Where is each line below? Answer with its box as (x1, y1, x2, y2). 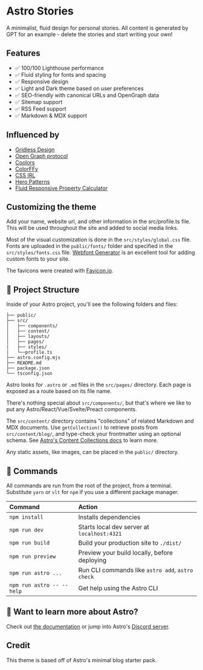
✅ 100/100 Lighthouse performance (14, 64, 104, 71)
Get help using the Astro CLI (78, 584, 158, 592)
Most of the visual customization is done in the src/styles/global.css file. (6, 236, 192, 243)
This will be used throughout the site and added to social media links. (6, 224, 179, 232)
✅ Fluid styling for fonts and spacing (14, 71, 106, 78)
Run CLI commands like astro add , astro (78, 566, 193, 574)
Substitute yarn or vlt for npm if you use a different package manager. (6, 489, 179, 495)
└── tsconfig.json (6, 371, 53, 377)
